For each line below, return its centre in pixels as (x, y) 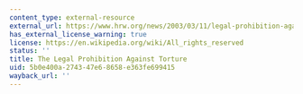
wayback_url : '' (40, 76)
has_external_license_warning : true (78, 34)
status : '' (30, 51)
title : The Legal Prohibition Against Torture (98, 59)
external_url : (36, 26)
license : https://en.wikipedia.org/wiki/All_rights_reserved (127, 43)
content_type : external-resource (72, 17)
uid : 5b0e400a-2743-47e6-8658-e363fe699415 (92, 68)
